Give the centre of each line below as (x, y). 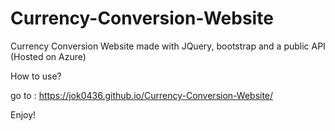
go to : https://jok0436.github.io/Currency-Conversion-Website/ (142, 95)
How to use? (36, 76)
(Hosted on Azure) (48, 56)
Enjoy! (23, 114)
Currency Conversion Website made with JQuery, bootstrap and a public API (168, 46)
